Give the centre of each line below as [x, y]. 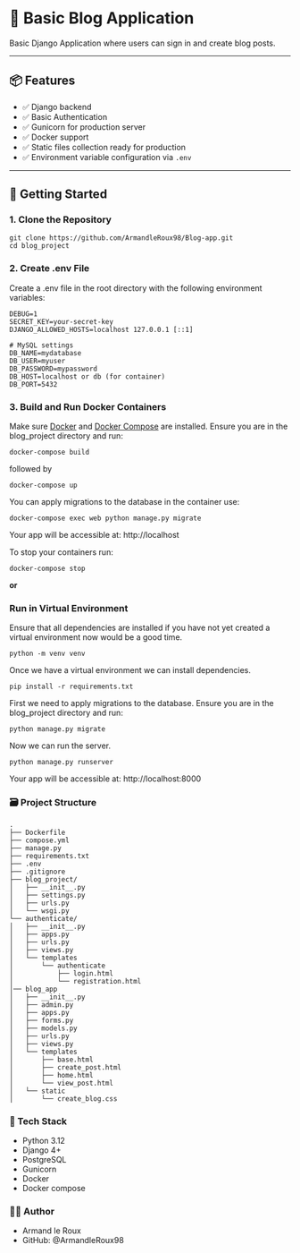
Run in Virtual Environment [69, 608]
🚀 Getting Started [58, 195]
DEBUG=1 [24, 314]
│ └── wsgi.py [39, 911]
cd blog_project [39, 246]
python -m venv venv [48, 654]
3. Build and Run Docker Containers [88, 406]
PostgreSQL [44, 1159]
